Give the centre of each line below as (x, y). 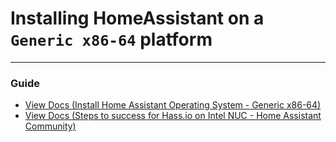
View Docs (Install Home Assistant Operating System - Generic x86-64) (173, 105)
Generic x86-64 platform (111, 39)
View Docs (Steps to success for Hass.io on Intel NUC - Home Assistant (173, 116)
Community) (50, 126)
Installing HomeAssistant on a (137, 18)
